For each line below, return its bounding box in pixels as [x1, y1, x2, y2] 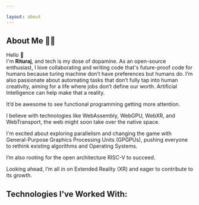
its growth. [6, 172, 33, 179]
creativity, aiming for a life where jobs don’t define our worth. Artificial [6, 83, 177, 90]
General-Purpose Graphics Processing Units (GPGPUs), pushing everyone [6, 136, 188, 143]
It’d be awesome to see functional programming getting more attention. [6, 101, 181, 108]
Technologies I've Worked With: [6, 189, 128, 199]
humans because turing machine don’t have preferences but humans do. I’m [6, 71, 193, 78]
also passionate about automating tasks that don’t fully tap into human [6, 76, 178, 84]
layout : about [6, 14, 42, 20]
